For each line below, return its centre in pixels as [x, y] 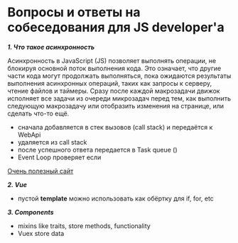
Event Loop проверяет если [59, 157]
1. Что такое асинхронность [51, 47]
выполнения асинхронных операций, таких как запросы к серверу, [110, 83]
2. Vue [17, 184]
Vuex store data [41, 233]
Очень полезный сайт [40, 171]
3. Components [31, 212]
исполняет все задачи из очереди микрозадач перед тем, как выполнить [119, 98]
